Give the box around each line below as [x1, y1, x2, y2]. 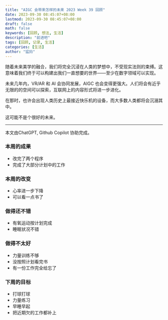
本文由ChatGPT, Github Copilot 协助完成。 [5, 129, 92, 135]
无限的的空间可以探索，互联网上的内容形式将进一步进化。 [5, 86, 123, 92]
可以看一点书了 [12, 194, 43, 200]
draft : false [5, 21, 32, 26]
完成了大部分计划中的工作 [12, 161, 65, 167]
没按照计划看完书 [12, 258, 48, 264]
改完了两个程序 [12, 155, 43, 161]
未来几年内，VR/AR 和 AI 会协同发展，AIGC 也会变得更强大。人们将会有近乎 [5, 80, 161, 86]
